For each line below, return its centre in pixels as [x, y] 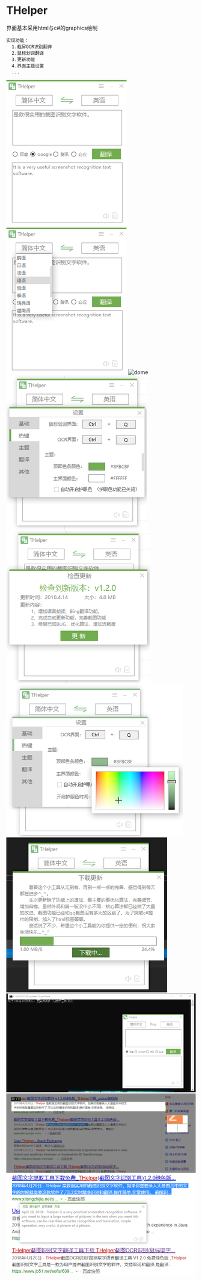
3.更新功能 [23, 60]
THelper [27, 11]
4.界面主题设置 [28, 66]
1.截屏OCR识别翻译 [32, 47]
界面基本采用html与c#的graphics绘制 [52, 28]
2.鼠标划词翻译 [28, 53]
